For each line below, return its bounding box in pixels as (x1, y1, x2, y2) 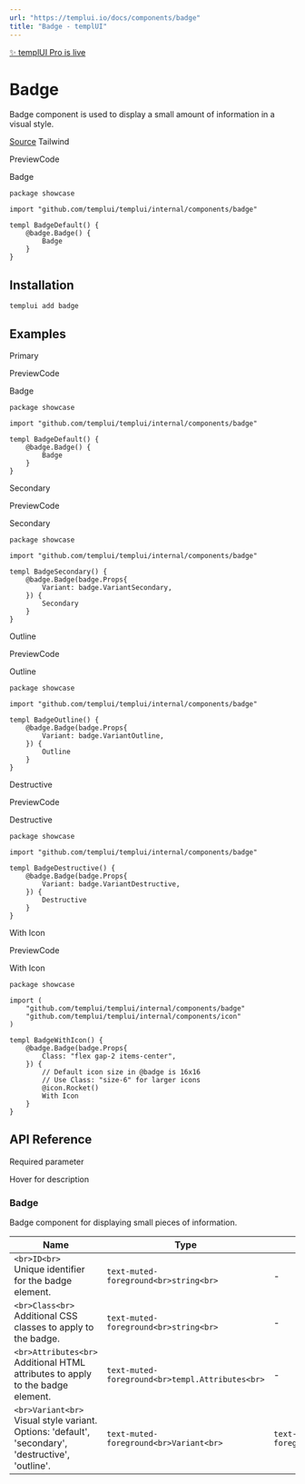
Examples (9, 326, 66, 342)
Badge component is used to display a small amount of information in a (9, 109, 275, 120)
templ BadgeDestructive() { (9, 864, 116, 873)
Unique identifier (14, 1263, 85, 1276)
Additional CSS (14, 1310, 79, 1322)
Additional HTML (14, 1356, 86, 1369)
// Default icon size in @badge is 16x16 (42, 1068, 202, 1077)
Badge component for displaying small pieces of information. (9, 1217, 238, 1228)
